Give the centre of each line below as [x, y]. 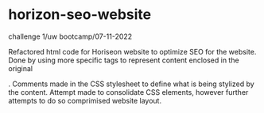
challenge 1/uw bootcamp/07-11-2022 [70, 36]
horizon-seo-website [80, 15]
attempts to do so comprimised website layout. [85, 100]
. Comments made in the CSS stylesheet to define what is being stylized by [131, 84]
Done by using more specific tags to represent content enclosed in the [124, 60]
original [21, 68]
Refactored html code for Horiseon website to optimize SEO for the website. [132, 51]
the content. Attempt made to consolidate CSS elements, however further [128, 92]
